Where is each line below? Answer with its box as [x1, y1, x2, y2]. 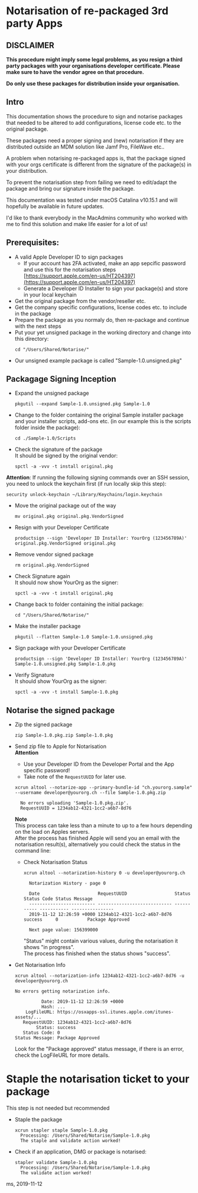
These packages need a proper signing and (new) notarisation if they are [6, 137, 184, 144]
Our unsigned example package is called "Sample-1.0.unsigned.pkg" [14, 357, 182, 364]
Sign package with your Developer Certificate [14, 644, 126, 652]
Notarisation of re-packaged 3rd [6, 4, 168, 18]
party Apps [6, 17, 63, 30]
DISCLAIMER [6, 40, 54, 50]
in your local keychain [23, 291, 77, 298]
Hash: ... [41, 1004, 66, 1010]
